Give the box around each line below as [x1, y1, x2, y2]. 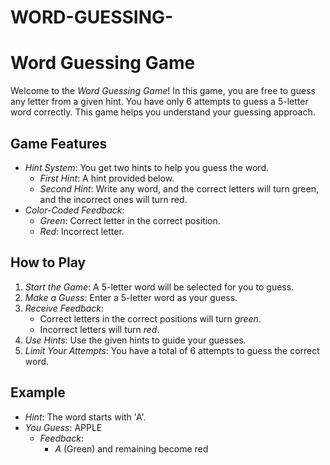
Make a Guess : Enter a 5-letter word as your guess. [24, 291, 238, 303]
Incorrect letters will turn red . [39, 323, 160, 335]
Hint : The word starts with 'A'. [24, 411, 147, 423]
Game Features [10, 135, 108, 152]
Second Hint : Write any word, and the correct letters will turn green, [39, 182, 319, 195]
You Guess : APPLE [24, 421, 103, 433]
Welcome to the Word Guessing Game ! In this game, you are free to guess [10, 85, 316, 97]
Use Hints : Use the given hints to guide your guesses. [24, 334, 247, 346]
